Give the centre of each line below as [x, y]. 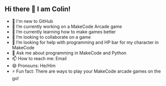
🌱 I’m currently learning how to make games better [64, 32]
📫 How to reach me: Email [39, 58]
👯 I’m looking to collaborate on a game [51, 37]
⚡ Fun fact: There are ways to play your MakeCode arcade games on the [86, 71]
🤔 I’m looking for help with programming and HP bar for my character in [85, 42]
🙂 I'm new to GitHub [32, 21]
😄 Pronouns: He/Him [34, 66]
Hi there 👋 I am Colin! [38, 9]
